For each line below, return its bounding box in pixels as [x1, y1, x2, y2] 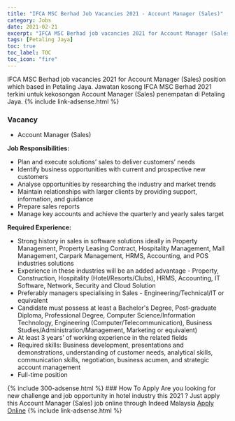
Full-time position [17, 371, 68, 379]
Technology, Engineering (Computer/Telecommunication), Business [17, 319, 213, 327]
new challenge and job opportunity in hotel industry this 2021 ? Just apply [7, 392, 220, 400]
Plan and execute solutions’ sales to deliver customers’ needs [17, 158, 196, 166]
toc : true [7, 43, 36, 50]
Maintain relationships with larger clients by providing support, [17, 187, 198, 196]
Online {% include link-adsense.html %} [7, 406, 122, 415]
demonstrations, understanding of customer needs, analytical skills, [17, 348, 213, 357]
